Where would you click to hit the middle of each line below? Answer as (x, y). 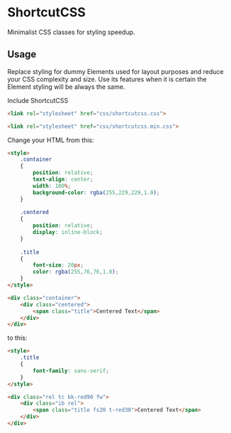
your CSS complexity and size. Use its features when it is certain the (107, 79)
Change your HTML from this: (51, 140)
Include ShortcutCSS (38, 100)
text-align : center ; (63, 179)
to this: (17, 338)
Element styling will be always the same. (66, 87)
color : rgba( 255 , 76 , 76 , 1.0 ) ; (76, 272)
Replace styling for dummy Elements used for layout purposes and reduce (116, 71)
